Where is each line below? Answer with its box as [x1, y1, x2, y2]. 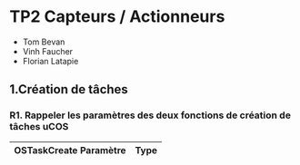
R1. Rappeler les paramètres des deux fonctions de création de [9, 109, 291, 121]
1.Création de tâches [9, 82, 129, 97]
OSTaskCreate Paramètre [14, 143, 126, 156]
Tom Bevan [22, 36, 65, 47]
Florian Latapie [22, 55, 79, 66]
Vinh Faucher [22, 45, 74, 56]
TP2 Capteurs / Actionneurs [9, 6, 225, 27]
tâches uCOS [9, 121, 69, 133]
